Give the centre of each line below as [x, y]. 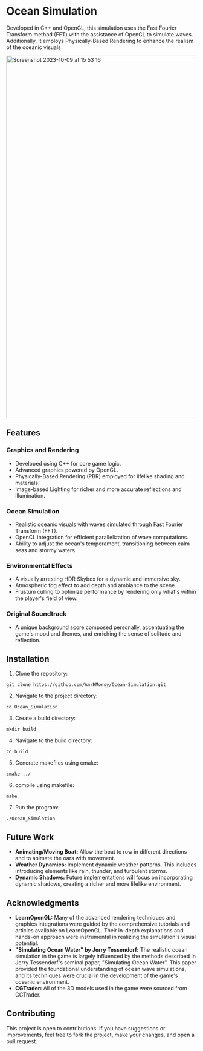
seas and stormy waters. [46, 550]
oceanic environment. [42, 981]
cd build [17, 752]
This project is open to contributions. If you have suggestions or [86, 1028]
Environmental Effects [40, 565]
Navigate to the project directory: [56, 696]
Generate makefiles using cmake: [56, 763]
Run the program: [37, 808]
